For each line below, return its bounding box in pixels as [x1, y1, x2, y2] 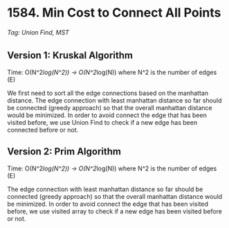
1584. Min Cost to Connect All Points [7, 5, 221, 21]
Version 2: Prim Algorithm [7, 146, 121, 157]
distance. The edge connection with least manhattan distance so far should [7, 96, 222, 105]
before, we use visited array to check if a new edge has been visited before [7, 207, 223, 216]
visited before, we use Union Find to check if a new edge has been [7, 118, 198, 126]
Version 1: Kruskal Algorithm [7, 50, 134, 62]
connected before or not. [7, 125, 79, 134]
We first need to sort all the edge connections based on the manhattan [7, 89, 209, 97]
